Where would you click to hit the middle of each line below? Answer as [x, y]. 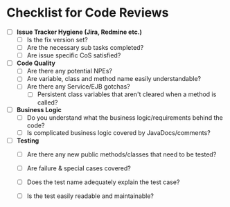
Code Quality [36, 63]
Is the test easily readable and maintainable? [90, 196]
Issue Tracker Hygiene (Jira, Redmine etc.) [79, 32]
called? [47, 102]
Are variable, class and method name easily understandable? [114, 79]
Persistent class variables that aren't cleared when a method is [127, 94]
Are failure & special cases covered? [79, 168]
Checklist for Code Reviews [88, 13]
